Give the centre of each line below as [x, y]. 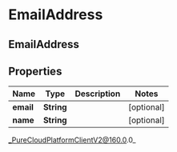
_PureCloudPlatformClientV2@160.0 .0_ [72, 140]
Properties [35, 71]
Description [98, 94]
